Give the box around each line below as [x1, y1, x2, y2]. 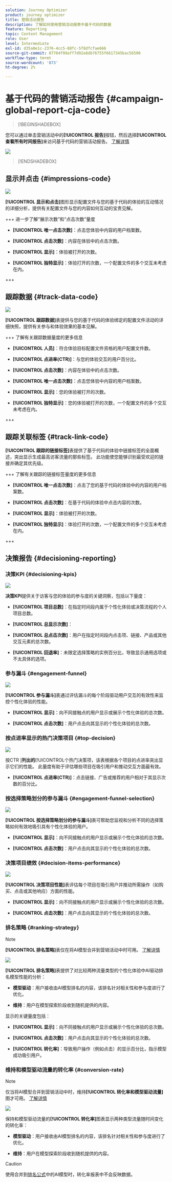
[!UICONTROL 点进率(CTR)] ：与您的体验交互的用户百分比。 [12, 356, 139, 362]
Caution [5, 1160, 22, 1167]
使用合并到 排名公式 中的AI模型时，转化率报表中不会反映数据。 [5, 1171, 136, 1177]
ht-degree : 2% [5, 65, 36, 70]
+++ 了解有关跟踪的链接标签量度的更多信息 [5, 471, 96, 477]
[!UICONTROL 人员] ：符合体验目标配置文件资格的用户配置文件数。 [12, 345, 154, 351]
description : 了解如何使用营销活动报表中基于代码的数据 [5, 22, 112, 27]
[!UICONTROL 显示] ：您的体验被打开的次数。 [12, 389, 109, 395]
